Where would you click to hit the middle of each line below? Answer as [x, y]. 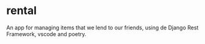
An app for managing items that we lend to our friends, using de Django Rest [103, 28]
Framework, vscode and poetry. [46, 34]
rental [22, 11]
